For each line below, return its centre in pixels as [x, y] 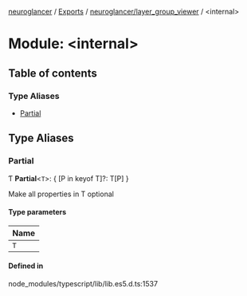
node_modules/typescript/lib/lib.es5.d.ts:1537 [83, 283]
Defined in [26, 266]
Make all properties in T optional [61, 194]
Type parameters [37, 212]
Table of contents [53, 73]
